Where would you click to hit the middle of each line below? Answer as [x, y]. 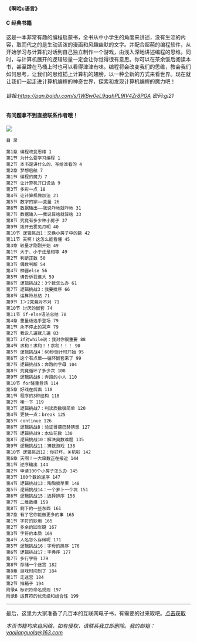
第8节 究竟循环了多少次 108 [36, 370]
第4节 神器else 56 [27, 270]
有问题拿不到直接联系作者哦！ [42, 115]
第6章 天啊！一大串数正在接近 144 [43, 458]
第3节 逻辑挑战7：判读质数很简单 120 [46, 408]
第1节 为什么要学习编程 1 [33, 158]
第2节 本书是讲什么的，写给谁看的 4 [44, 164]
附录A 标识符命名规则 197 [34, 590]
